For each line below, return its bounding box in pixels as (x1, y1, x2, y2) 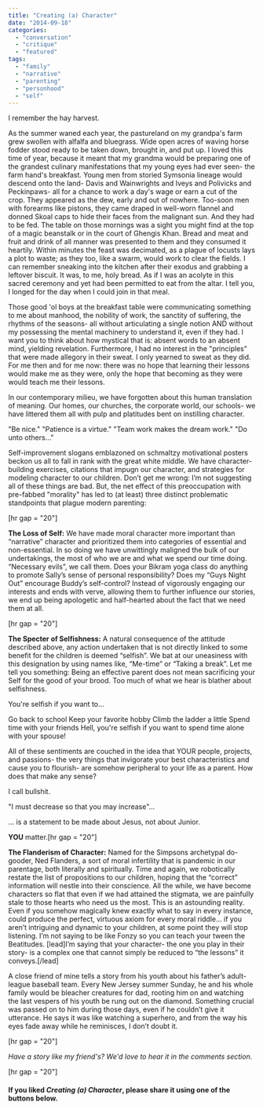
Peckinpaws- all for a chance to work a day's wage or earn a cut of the (8, 187, 238, 196)
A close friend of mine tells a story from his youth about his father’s (8, 972, 226, 981)
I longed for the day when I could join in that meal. (8, 287, 170, 297)
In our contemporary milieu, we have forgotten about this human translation (8, 393, 253, 402)
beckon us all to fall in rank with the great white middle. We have (8, 456, 217, 466)
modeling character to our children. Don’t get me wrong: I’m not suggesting (8, 473, 252, 483)
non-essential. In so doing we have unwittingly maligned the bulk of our (8, 545, 239, 554)
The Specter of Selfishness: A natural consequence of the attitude (8, 634, 225, 644)
